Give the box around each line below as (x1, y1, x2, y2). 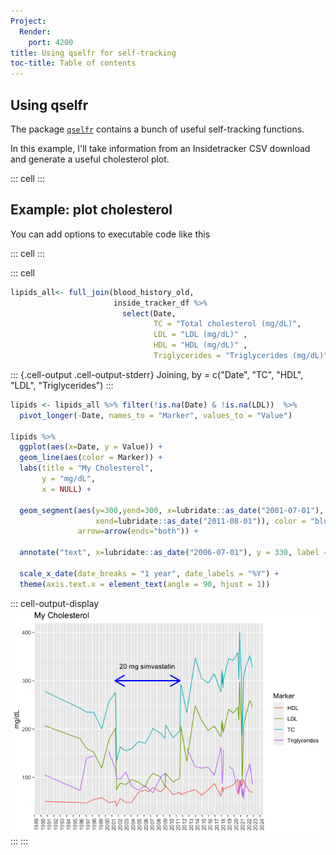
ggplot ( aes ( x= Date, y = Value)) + (19, 442, 163, 452)
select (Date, (121, 308, 177, 319)
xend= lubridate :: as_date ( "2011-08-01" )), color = (95, 516, 307, 526)
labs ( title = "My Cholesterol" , (19, 463, 155, 474)
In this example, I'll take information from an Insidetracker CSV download (10, 142, 311, 154)
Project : (10, 16, 47, 26)
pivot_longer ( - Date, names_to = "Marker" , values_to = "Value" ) (19, 410, 293, 420)
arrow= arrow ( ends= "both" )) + (77, 526, 199, 537)
